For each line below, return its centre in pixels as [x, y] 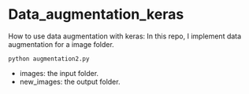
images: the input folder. [59, 73]
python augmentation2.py [49, 59]
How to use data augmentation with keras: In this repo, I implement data [125, 36]
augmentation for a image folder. [61, 44]
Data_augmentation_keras [96, 14]
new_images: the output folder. [70, 81]
